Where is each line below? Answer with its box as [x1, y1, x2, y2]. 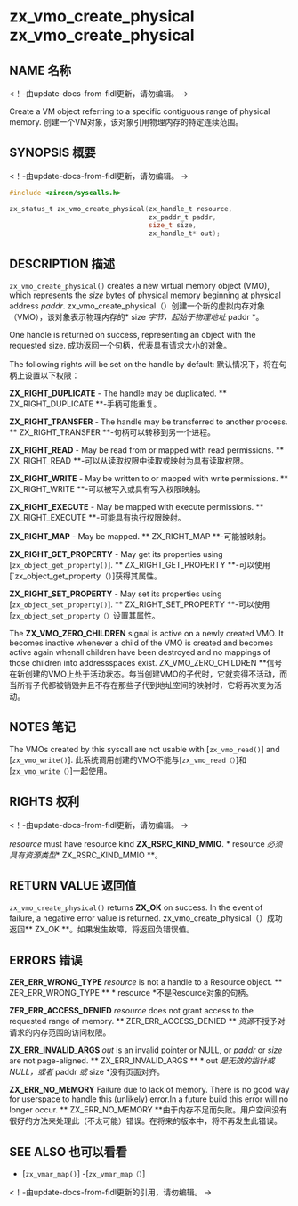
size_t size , [148, 221, 197, 230]
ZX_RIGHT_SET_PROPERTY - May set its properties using [9, 588, 222, 599]
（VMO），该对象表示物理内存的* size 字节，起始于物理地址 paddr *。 [9, 312, 264, 322]
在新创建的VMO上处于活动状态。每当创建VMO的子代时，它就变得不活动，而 [9, 669, 288, 679]
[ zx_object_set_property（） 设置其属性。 [9, 611, 160, 620]
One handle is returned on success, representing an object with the [9, 330, 256, 340]
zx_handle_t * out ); [148, 229, 221, 238]
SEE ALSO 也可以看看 [9, 1144, 127, 1160]
